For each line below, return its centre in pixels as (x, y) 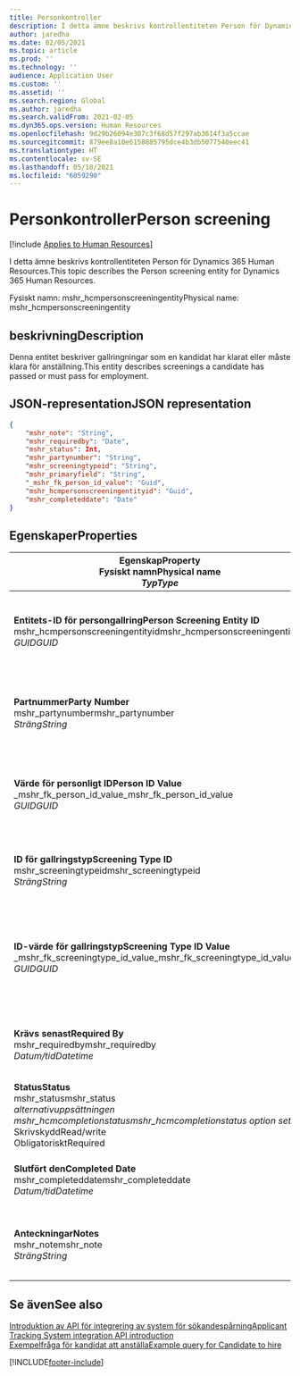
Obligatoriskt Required (59, 1143)
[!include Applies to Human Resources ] (81, 244)
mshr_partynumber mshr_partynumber (94, 713)
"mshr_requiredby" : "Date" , (77, 441)
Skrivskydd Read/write (60, 1132)
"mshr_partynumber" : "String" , (83, 458)
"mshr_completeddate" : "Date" (82, 499)
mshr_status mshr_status (65, 1098)
